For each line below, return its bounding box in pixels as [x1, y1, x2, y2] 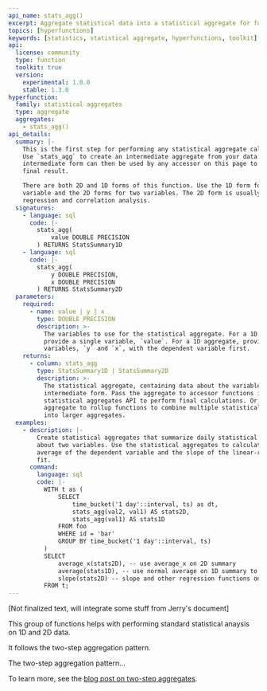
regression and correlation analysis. [22, 196, 151, 204]
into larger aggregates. [43, 411, 126, 419]
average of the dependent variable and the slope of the [37, 448, 229, 457]
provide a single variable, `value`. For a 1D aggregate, [43, 337, 240, 345]
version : [15, 71, 44, 79]
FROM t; [43, 582, 69, 590]
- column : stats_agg [29, 359, 98, 367]
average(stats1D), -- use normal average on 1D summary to [58, 567, 258, 575]
